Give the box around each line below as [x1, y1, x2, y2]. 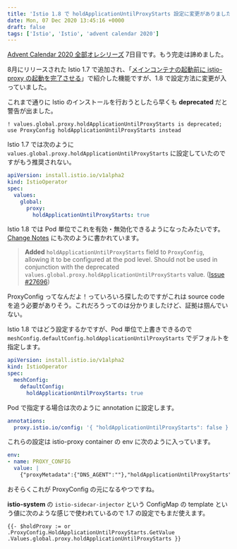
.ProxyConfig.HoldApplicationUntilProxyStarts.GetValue [7, 529, 175, 536]
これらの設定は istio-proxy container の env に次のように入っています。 [7, 438, 214, 446]
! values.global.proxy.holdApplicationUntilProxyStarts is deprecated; [7, 121, 222, 128]
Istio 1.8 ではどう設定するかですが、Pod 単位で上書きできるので [7, 325, 193, 334]
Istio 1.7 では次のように [7, 140, 74, 149]
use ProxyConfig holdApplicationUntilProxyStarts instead [7, 127, 181, 134]
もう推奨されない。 [19, 158, 75, 167]
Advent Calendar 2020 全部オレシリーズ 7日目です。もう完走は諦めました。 [7, 50, 228, 59]
